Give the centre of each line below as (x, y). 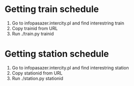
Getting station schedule (57, 54)
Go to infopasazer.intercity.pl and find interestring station (70, 67)
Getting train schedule (52, 9)
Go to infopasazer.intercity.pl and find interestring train (68, 23)
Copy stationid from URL (37, 73)
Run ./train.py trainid (33, 33)
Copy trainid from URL (35, 28)
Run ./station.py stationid (37, 78)
